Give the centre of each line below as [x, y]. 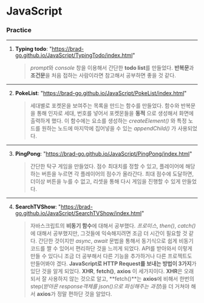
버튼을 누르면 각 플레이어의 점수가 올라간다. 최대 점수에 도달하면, [118, 174]
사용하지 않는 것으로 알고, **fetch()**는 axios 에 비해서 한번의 [121, 279]
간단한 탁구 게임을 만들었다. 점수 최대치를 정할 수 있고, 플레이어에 [107, 166]
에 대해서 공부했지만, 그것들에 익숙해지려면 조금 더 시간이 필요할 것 [109, 233]
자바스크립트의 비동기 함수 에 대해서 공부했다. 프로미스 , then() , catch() [113, 226]
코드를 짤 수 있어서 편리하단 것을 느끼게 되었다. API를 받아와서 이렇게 [111, 248]
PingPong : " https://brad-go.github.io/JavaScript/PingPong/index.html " [104, 154]
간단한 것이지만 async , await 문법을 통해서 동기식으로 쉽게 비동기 [116, 241]
